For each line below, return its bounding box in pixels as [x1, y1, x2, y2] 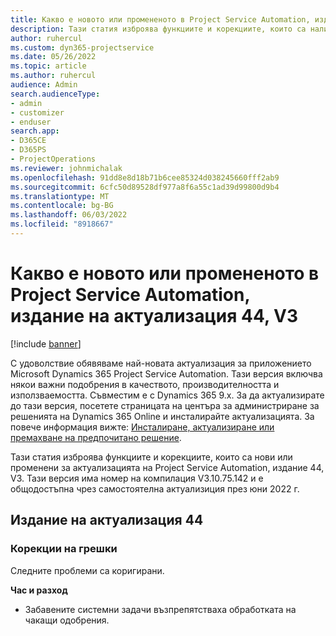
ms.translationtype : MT [10, 191, 110, 201]
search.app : [10, 126, 60, 136]
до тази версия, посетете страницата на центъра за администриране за [10, 399, 320, 411]
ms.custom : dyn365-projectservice [10, 42, 155, 53]
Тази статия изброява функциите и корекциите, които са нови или [10, 451, 293, 463]
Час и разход [10, 584, 68, 596]
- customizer [10, 107, 65, 118]
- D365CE [10, 136, 47, 146]
